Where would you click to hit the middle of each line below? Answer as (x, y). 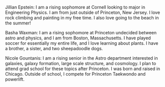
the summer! (18, 23)
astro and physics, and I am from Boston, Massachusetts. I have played (78, 38)
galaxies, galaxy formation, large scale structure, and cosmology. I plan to (81, 63)
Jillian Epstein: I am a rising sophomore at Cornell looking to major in (75, 7)
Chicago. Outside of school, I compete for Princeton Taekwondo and (75, 74)
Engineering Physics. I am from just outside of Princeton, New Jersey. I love (83, 12)
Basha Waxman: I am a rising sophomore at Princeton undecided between (81, 33)
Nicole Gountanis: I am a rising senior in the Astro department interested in (82, 58)
